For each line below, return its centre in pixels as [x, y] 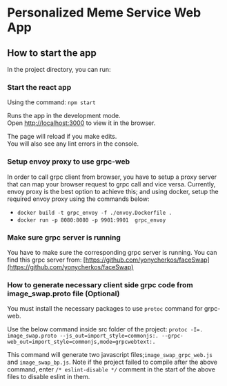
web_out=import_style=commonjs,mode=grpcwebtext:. [81, 342]
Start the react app [39, 87]
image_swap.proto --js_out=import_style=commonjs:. [83, 336]
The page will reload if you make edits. [62, 137]
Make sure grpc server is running [64, 238]
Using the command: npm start [51, 102]
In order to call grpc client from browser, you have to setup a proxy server [112, 177]
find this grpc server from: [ [47, 260]
